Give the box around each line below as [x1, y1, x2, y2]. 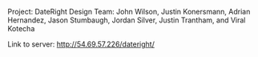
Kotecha [7, 24, 35, 33]
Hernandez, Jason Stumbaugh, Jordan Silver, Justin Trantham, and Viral [7, 15, 246, 25]
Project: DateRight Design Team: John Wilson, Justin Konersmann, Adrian [7, 7, 251, 16]
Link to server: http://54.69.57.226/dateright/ [7, 39, 155, 49]
